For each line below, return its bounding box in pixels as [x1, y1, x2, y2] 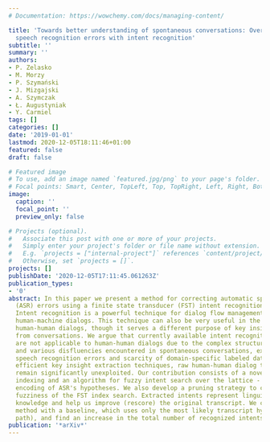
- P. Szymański [8, 78, 59, 87]
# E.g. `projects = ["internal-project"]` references [8, 250, 199, 258]
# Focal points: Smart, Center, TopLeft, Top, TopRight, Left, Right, [8, 182, 250, 191]
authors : [8, 56, 38, 64]
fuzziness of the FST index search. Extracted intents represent [15, 391, 239, 399]
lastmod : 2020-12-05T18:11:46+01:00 [8, 138, 131, 146]
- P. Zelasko [8, 63, 52, 72]
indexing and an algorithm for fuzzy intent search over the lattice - [15, 377, 261, 385]
